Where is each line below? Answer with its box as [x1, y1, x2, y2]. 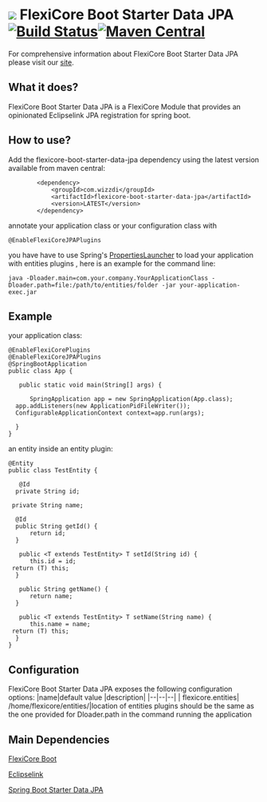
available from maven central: [8, 163, 106, 173]
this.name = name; [29, 621, 91, 629]
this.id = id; [29, 558, 77, 566]
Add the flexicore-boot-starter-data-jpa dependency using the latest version [8, 154, 260, 165]
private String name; [11, 502, 84, 510]
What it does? [8, 81, 79, 94]
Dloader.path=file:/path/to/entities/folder [8, 281, 159, 289]
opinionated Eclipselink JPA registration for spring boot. [8, 110, 191, 120]
